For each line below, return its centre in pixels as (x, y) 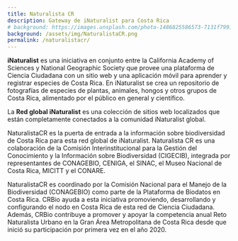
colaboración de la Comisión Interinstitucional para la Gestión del (102, 148)
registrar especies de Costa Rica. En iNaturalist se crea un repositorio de (113, 83)
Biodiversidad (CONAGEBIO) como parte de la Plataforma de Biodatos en (114, 192)
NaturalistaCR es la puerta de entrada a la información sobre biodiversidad (116, 133)
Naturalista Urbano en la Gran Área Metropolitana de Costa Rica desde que (117, 222)
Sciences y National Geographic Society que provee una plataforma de (111, 68)
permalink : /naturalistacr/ (49, 40)
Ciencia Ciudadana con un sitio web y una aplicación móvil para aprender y (117, 76)
